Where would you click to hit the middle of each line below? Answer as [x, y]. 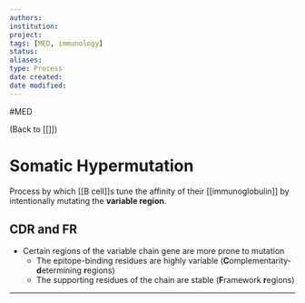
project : [26, 35]
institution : [34, 26]
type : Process [36, 69]
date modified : [38, 86]
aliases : [26, 60]
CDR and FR [44, 229]
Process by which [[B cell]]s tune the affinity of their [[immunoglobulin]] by [149, 191]
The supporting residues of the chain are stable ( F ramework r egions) [165, 280]
